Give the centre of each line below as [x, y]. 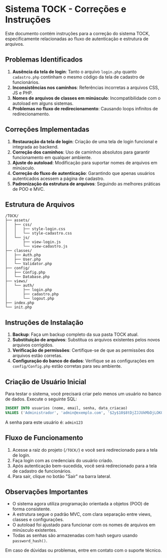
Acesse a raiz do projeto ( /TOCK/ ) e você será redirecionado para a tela [85, 450]
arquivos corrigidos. [33, 345]
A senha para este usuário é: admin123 [44, 422]
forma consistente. [32, 509]
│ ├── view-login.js [33, 242]
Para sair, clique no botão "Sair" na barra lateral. [62, 476]
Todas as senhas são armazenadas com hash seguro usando [75, 536]
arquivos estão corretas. [37, 356]
